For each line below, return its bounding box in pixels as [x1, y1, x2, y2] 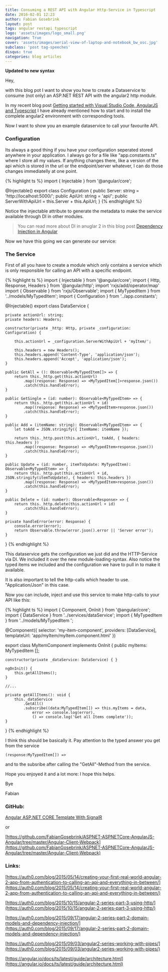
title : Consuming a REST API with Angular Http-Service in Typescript [5, 7, 156, 13]
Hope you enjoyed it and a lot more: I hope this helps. [5, 771, 115, 777]
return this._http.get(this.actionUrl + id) [14, 400, 109, 405]
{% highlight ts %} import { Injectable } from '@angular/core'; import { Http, [5, 277, 161, 283]
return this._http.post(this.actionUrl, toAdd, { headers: [14, 436, 140, 441]
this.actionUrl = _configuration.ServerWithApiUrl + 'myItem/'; [14, 339, 151, 344]
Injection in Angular [17, 228, 58, 234]
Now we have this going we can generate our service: [5, 238, 117, 244]
